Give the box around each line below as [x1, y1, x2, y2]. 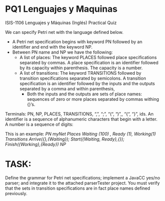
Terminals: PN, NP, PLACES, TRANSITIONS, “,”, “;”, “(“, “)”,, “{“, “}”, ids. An [5, 111, 154, 116]
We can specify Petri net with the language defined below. [5, 29, 124, 35]
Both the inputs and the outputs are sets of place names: [27, 91, 142, 97]
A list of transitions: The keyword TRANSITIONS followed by [19, 70, 141, 76]
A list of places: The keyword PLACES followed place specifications [19, 54, 157, 60]
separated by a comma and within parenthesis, [19, 86, 115, 91]
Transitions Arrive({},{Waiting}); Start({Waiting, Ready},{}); [5, 136, 125, 142]
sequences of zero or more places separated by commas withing [27, 96, 159, 102]
